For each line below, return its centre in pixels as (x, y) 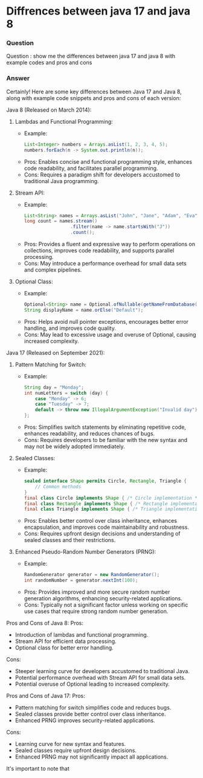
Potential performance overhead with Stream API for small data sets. (100, 678)
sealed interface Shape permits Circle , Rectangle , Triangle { (105, 481)
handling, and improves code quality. (70, 328)
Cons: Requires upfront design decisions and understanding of (102, 534)
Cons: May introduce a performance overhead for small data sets (105, 263)
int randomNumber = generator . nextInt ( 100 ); (81, 580)
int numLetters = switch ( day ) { (66, 393)
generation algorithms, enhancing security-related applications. (103, 599)
